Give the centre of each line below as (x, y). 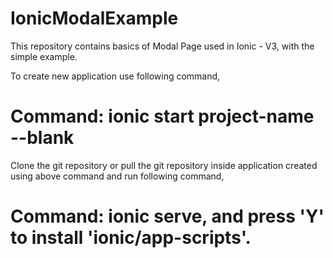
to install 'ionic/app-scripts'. (131, 238)
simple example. (44, 56)
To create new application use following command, (115, 76)
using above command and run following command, (117, 176)
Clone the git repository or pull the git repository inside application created (164, 165)
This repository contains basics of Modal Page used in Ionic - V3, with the (162, 46)
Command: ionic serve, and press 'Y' (167, 216)
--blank (42, 138)
